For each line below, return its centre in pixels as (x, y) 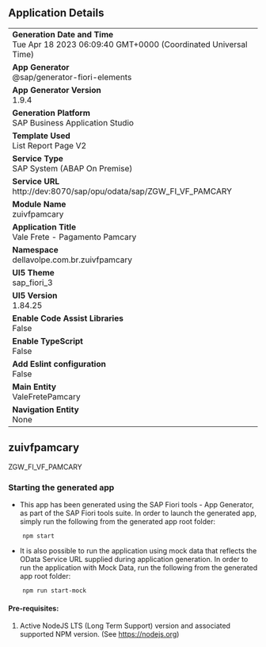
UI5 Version (35, 295)
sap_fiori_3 (32, 283)
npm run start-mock (55, 591)
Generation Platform (51, 113)
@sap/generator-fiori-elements (72, 77)
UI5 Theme (34, 272)
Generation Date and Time (63, 34)
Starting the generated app (61, 487)
